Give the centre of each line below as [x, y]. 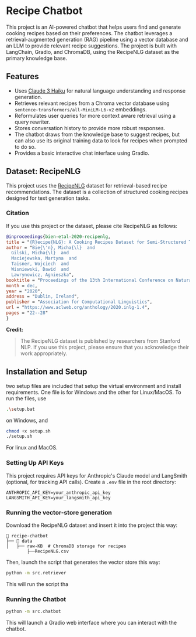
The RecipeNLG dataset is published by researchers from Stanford [100, 340]
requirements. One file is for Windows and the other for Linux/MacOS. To [94, 392]
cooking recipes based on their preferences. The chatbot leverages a [89, 33]
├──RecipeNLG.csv [48, 551]
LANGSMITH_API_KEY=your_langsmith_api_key [58, 498]
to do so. [25, 147]
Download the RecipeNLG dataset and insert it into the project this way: [92, 525]
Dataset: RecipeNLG [43, 171]
